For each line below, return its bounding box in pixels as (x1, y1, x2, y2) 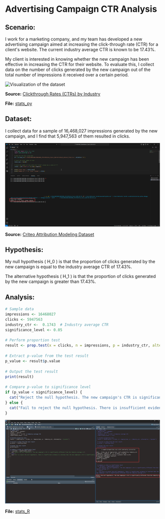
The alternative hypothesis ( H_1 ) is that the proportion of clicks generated (5, 274, 156, 279)
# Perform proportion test (5, 338, 60, 343)
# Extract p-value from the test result (5, 353, 89, 358)
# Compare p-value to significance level (5, 384, 91, 390)
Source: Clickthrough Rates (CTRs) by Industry (5, 91, 101, 97)
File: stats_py (5, 101, 32, 106)
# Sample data (5, 307, 34, 311)
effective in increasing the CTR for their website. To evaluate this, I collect (5, 62, 155, 67)
